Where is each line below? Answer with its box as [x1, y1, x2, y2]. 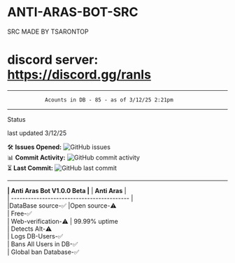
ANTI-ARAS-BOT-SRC [7, 4, 138, 20]
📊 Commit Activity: [7, 153, 66, 162]
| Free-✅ [7, 209, 33, 218]
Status [7, 115, 26, 123]
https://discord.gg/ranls [7, 67, 152, 83]
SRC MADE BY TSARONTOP [7, 27, 89, 36]
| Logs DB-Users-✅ [7, 232, 64, 240]
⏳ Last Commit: [7, 164, 54, 172]
